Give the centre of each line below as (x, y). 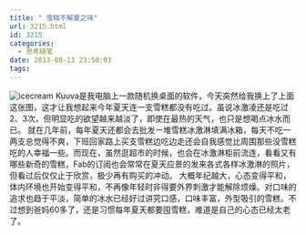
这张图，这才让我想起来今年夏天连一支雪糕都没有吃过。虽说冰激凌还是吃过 (149, 107)
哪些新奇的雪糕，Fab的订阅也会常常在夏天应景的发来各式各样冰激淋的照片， (152, 164)
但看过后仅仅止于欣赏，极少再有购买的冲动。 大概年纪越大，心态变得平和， (150, 175)
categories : (32, 43)
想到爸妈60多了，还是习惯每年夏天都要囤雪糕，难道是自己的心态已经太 (150, 209)
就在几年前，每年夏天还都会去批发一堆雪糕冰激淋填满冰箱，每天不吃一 (159, 129)
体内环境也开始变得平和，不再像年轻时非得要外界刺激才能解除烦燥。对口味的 (153, 187)
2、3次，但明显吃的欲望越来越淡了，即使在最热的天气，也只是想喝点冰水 (146, 118)
